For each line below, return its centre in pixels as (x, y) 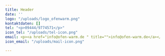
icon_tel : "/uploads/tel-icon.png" (41, 32)
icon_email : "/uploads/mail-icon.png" (45, 42)
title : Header (20, 10)
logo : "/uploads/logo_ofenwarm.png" (42, 19)
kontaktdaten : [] (23, 23)
